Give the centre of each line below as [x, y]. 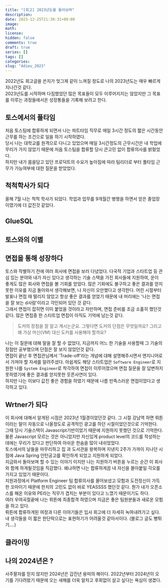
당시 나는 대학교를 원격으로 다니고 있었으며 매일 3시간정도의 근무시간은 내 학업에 [83, 143]
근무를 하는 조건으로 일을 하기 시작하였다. [45, 137]
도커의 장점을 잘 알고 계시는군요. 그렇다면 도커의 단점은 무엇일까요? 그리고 [90, 326]
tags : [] [14, 57]
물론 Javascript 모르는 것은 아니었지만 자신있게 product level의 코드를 [74, 437]
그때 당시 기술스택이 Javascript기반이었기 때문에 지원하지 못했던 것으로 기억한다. [84, 430]
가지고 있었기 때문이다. [27, 475]
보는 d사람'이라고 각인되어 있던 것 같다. [54, 303]
